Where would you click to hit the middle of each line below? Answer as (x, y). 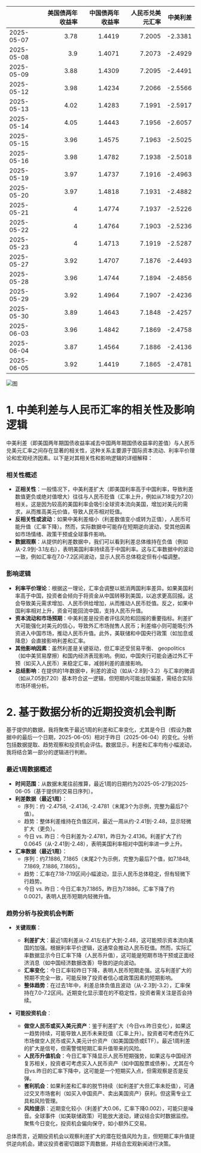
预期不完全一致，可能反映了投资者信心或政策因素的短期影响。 (100, 978)
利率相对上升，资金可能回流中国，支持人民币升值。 (83, 610)
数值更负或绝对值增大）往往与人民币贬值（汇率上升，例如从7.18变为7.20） (104, 497)
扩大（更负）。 (41, 829)
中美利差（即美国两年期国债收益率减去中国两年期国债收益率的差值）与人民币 (100, 443)
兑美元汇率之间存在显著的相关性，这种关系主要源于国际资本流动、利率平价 (98, 450)
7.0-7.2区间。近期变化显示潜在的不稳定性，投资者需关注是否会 (111, 993)
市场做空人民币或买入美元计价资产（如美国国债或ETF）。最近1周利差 (107, 1041)
